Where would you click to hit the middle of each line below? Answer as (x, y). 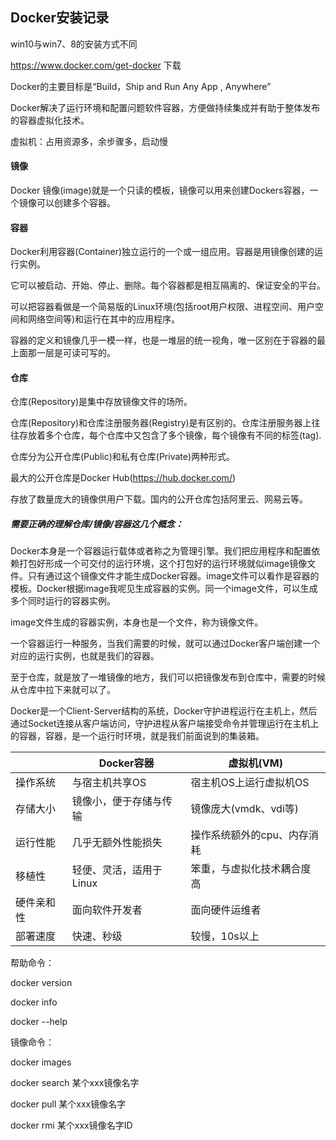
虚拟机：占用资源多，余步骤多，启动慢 (89, 141)
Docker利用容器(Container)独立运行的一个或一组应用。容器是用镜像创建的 (162, 252)
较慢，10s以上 (225, 936)
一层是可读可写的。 (76, 353)
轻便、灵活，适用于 (117, 870)
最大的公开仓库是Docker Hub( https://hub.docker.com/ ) (123, 478)
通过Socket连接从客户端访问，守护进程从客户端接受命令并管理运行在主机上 (165, 724)
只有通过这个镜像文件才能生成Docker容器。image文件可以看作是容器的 (173, 576)
